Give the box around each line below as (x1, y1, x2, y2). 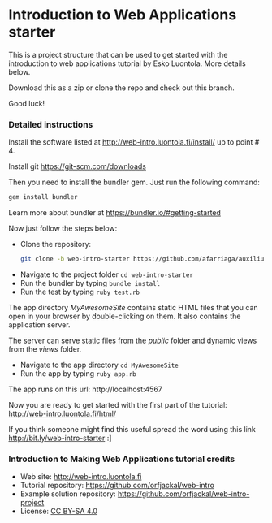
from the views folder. (8, 344, 82, 354)
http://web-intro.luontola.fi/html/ (8, 408, 116, 418)
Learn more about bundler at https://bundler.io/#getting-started (8, 208, 222, 218)
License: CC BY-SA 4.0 (19, 506, 98, 517)
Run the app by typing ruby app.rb (19, 368, 136, 378)
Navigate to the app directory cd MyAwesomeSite (19, 360, 179, 370)
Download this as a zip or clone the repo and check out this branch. (8, 83, 235, 93)
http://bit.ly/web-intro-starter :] (8, 433, 112, 443)
